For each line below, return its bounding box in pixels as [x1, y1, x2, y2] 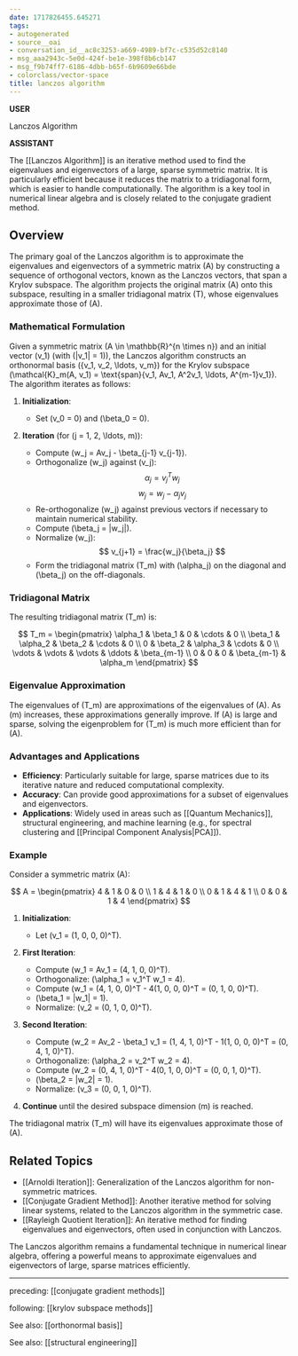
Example [9, 848, 48, 861]
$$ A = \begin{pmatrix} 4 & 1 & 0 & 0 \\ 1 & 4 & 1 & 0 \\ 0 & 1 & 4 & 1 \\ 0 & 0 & [10, 887, 288, 897]
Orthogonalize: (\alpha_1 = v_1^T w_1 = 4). [35, 974, 185, 985]
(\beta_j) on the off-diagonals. [35, 569, 145, 579]
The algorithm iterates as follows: [9, 378, 131, 389]
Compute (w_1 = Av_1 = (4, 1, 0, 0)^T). [35, 965, 170, 975]
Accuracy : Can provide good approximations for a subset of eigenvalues [21, 789, 289, 800]
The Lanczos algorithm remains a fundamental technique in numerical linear [9, 1241, 287, 1251]
